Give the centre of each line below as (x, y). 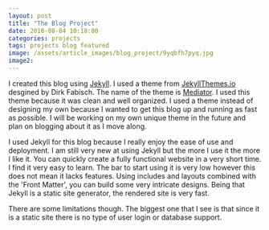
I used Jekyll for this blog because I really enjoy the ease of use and (121, 142)
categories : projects (45, 38)
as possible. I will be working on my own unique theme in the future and (127, 117)
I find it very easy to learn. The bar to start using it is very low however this (132, 167)
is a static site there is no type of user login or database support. (115, 217)
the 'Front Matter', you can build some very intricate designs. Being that (127, 184)
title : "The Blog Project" (53, 23)
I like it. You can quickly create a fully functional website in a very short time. (135, 158)
